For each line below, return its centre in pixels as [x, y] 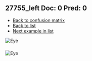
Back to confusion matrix [38, 20]
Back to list [24, 25]
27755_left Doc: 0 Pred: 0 [46, 8]
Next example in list [33, 31]
